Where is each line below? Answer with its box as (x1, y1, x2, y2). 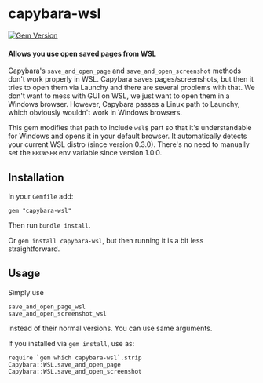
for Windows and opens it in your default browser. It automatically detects (8, 131, 247, 141)
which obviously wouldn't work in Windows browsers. (8, 108, 183, 118)
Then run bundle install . (8, 221, 91, 230)
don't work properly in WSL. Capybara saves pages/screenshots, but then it (8, 75, 254, 84)
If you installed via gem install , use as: (8, 338, 135, 348)
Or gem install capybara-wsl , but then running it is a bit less (8, 235, 204, 245)
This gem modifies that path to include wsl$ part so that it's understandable (8, 123, 252, 133)
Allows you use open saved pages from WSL (8, 49, 157, 58)
